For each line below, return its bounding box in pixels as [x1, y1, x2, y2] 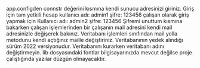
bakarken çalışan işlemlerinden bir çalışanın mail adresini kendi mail [6, 24, 173, 31]
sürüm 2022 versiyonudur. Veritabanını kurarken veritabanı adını [6, 43, 164, 50]
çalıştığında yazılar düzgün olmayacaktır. [6, 56, 106, 62]
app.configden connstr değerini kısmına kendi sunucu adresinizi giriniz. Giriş [6, 5, 195, 12]
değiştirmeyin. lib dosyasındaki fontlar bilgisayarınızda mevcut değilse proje [6, 49, 192, 56]
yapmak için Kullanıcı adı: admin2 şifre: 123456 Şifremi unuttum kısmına [6, 18, 183, 24]
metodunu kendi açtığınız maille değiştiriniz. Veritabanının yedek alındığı [6, 37, 183, 43]
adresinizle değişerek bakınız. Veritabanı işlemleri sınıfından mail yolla [6, 30, 178, 37]
